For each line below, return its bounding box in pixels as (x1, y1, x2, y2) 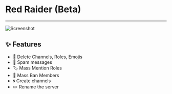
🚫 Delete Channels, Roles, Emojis (12, 54, 83, 60)
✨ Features (5, 40, 41, 49)
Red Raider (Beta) (5, 4, 81, 15)
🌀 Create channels (12, 78, 51, 84)
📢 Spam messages (12, 59, 52, 65)
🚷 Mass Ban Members (12, 72, 59, 78)
